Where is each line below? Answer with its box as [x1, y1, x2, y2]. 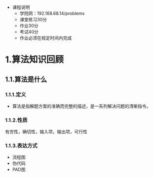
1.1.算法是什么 [5, 75, 47, 84]
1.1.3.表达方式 [5, 142, 38, 149]
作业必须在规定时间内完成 [19, 35, 72, 41]
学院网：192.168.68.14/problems [19, 10, 85, 16]
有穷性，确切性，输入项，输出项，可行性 [5, 129, 87, 135]
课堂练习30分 [19, 17, 47, 22]
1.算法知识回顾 [5, 54, 64, 65]
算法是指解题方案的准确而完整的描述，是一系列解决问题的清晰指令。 [12, 103, 151, 109]
